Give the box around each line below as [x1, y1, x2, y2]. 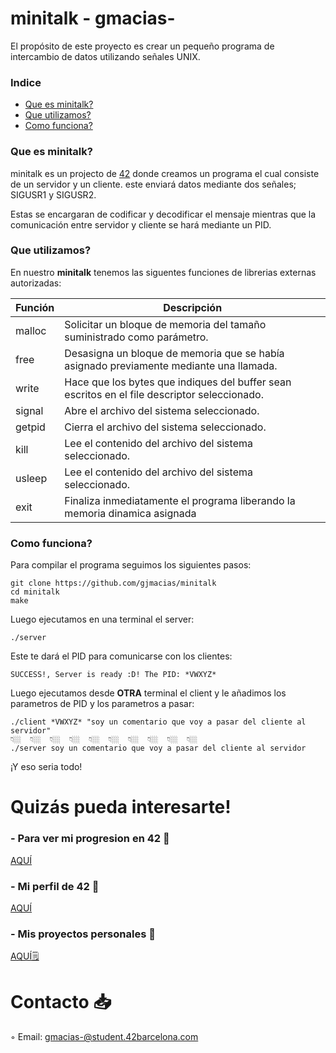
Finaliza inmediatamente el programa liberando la [64, 493, 296, 507]
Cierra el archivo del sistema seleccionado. [64, 420, 267, 434]
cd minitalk [10, 587, 60, 597]
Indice [10, 75, 42, 89]
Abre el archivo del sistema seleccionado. [64, 403, 260, 417]
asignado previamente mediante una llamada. [64, 358, 278, 372]
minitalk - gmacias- [10, 7, 176, 30]
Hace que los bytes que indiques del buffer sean [64, 375, 292, 389]
